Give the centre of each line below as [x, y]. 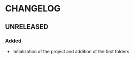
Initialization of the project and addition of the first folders [71, 51]
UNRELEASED [27, 27]
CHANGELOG [33, 9]
